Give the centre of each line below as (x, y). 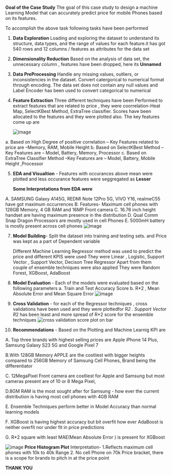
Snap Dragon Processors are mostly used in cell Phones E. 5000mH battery (85, 220)
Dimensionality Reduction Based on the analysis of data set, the (81, 59)
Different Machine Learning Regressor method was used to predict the (87, 251)
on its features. (21, 18)
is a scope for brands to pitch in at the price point (57, 458)
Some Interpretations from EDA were (53, 189)
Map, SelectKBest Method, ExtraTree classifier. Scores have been (82, 111)
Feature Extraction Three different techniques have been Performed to (88, 100)
